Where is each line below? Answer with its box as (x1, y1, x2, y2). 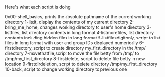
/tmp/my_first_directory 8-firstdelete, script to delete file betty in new (5, 56, 145, 61)
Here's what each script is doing (5, 4, 71, 10)
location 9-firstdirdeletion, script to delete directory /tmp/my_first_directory (5, 61, 158, 67)
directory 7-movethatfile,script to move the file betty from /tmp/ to (5, 50, 139, 56)
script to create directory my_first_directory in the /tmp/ (33, 45, 146, 51)
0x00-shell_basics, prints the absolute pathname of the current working (5, 14, 151, 19)
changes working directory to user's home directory (40, 24, 146, 30)
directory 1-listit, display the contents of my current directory (5, 19, 129, 25)
